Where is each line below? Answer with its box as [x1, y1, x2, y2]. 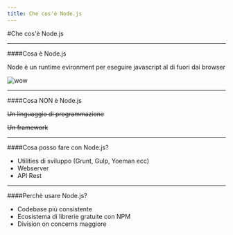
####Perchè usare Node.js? [7, 191, 88, 200]
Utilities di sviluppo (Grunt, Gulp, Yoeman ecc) [17, 156, 150, 165]
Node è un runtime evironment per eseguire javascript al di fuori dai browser [7, 63, 225, 71]
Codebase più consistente [17, 204, 92, 213]
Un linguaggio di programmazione [7, 109, 105, 118]
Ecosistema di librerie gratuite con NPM [17, 212, 131, 220]
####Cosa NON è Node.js [7, 96, 82, 104]
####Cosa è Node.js [7, 49, 67, 58]
